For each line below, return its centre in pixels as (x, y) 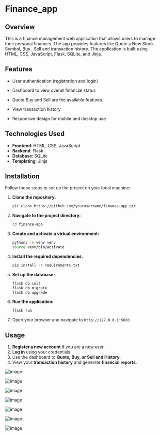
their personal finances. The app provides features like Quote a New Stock (80, 44)
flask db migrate (30, 288)
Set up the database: (33, 274)
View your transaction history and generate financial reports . (74, 362)
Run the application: (33, 302)
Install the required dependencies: (48, 256)
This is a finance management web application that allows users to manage (80, 38)
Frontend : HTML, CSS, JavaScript (46, 145)
